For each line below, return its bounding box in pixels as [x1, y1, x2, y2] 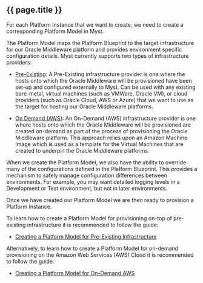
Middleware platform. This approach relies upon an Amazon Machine [15, 134, 188, 141]
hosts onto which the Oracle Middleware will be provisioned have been [15, 77, 192, 84]
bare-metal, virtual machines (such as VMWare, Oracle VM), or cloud [15, 89, 188, 97]
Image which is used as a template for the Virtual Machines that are [15, 140, 184, 148]
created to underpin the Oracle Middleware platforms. [15, 147, 150, 154]
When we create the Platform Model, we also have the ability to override [6, 158, 187, 166]
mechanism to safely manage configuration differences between [6, 172, 168, 179]
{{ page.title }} [6, 5, 62, 15]
